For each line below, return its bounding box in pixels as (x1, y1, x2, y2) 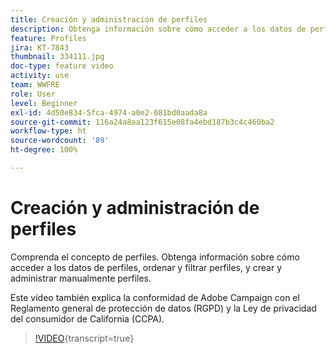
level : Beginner (10, 98, 78, 108)
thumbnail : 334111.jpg (10, 52, 105, 62)
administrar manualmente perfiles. (10, 272, 152, 284)
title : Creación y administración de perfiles (10, 14, 208, 25)
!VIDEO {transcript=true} (34, 332, 135, 344)
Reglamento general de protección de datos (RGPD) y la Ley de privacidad (10, 302, 317, 314)
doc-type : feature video (10, 61, 114, 71)
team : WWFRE (10, 80, 60, 90)
